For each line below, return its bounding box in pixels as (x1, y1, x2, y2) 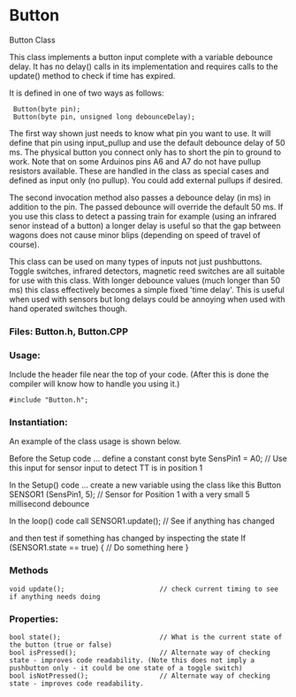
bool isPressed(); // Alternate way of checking (9, 648, 271, 657)
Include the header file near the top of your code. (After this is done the (9, 369, 269, 380)
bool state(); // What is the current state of (9, 633, 283, 642)
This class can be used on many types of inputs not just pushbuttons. (9, 256, 262, 266)
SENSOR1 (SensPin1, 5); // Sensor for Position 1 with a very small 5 (9, 489, 250, 500)
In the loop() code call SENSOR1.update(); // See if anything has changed (9, 516, 276, 526)
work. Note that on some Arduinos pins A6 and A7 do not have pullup (9, 156, 262, 166)
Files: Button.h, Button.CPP (9, 325, 128, 337)
